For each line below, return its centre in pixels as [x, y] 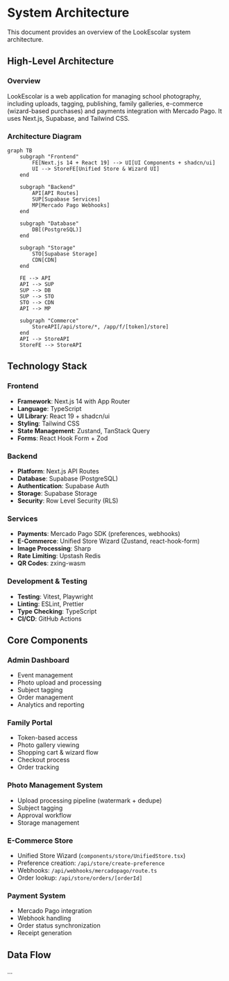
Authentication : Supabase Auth [63, 486]
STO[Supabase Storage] [65, 254]
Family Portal [30, 723]
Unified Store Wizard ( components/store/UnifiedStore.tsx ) [101, 856]
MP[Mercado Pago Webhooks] [71, 205]
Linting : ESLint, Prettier [51, 604]
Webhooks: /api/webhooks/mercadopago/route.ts [87, 871]
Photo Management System [55, 785]
